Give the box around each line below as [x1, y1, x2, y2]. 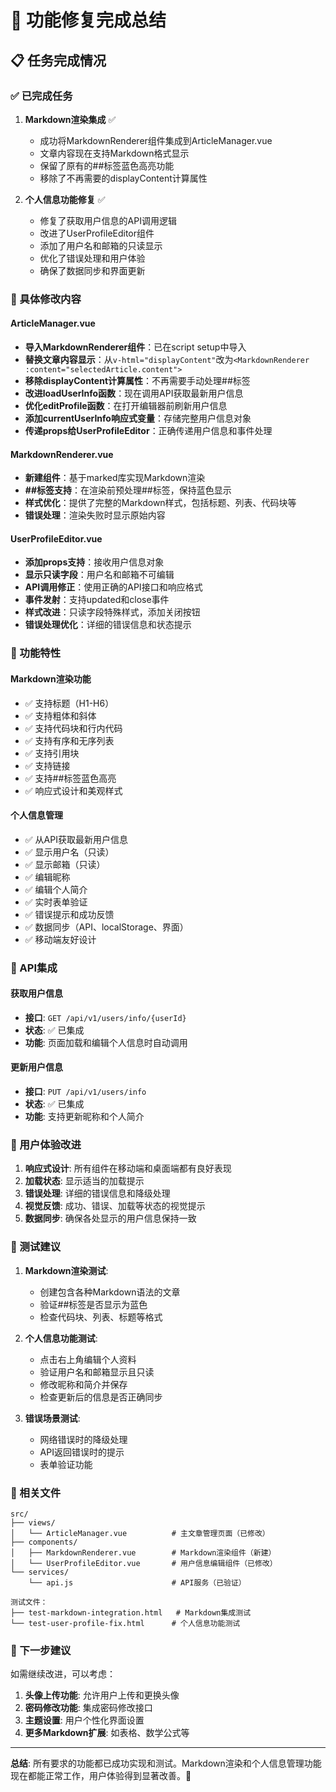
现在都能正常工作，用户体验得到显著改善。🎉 [10, 1770, 192, 1782]
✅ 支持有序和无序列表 [24, 734, 115, 746]
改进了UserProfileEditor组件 [39, 227, 155, 239]
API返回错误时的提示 [39, 1446, 125, 1458]
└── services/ [10, 1567, 70, 1577]
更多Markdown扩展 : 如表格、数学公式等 [24, 1727, 190, 1739]
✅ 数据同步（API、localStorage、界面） [24, 921, 189, 933]
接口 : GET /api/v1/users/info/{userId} [24, 1011, 187, 1023]
